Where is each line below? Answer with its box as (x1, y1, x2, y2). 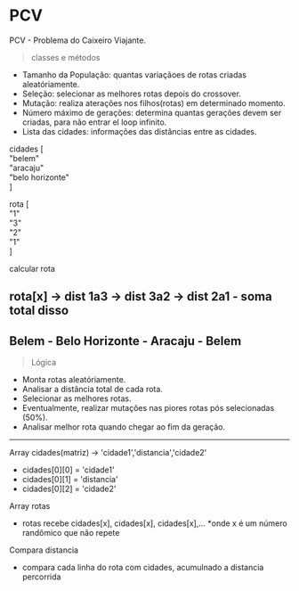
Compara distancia (9, 545, 78, 555)
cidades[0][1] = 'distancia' (21, 474, 118, 485)
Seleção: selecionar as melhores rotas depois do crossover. (21, 88, 242, 99)
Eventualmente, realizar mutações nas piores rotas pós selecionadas (21, 403, 275, 414)
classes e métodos (30, 52, 101, 62)
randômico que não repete (21, 528, 120, 538)
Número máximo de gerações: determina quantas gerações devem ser (21, 107, 282, 118)
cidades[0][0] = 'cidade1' (21, 464, 115, 475)
